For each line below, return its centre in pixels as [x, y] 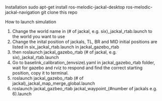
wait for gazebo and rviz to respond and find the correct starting [77, 68]
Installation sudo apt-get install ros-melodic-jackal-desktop [65, 7]
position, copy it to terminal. [40, 73]
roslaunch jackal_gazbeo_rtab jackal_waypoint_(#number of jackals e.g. [85, 88]
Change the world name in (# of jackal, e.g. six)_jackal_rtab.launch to [82, 31]
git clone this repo [59, 12]
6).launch [22, 94]
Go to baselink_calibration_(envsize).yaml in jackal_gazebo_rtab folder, [84, 63]
